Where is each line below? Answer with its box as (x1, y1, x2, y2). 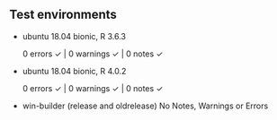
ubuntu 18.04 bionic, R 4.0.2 (22, 65, 127, 76)
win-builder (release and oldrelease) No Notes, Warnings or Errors (22, 100, 269, 111)
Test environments (9, 7, 117, 22)
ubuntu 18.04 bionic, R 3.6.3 (22, 30, 126, 41)
